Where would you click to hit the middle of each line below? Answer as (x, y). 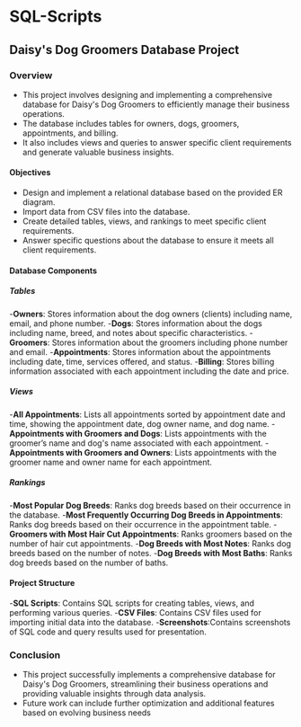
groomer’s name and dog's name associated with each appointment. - (139, 443)
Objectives (30, 173)
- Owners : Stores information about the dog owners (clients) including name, (151, 314)
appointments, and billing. (70, 133)
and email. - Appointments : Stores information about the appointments (140, 351)
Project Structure (42, 583)
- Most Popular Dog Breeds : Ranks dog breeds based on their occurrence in (150, 505)
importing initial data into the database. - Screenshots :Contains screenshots (150, 622)
